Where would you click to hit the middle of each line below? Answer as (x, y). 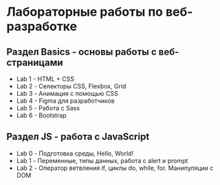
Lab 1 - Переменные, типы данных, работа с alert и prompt (102, 160)
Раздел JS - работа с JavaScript (78, 137)
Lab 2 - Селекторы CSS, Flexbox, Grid (71, 86)
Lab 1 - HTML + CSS (45, 79)
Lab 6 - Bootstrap (41, 115)
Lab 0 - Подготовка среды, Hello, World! (75, 153)
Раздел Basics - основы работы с (82, 52)
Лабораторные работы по (85, 12)
